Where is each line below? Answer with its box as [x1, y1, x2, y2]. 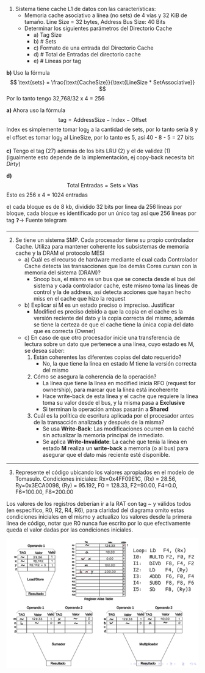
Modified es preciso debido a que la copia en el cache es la [33, 307, 183, 315]
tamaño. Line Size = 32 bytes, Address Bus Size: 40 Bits [24, 18, 166, 25]
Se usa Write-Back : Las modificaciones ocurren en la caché [42, 425, 195, 432]
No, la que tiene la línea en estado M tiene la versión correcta [42, 359, 197, 367]
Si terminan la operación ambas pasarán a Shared [42, 405, 169, 413]
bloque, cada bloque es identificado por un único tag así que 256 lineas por [6, 209, 197, 217]
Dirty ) [6, 160, 21, 167]
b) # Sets [33, 38, 57, 45]
